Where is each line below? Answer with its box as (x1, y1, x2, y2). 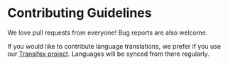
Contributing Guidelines (7, 5, 152, 21)
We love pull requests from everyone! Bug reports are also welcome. (7, 28, 208, 37)
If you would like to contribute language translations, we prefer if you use (7, 42, 222, 50)
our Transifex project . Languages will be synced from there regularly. (7, 49, 210, 58)
